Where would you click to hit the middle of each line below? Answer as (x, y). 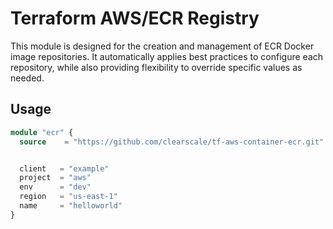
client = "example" (64, 168)
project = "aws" (55, 178)
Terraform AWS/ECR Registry (135, 18)
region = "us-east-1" (68, 197)
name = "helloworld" (71, 206)
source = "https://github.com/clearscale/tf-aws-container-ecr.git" (172, 142)
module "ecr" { (42, 132)
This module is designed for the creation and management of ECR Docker (162, 46)
